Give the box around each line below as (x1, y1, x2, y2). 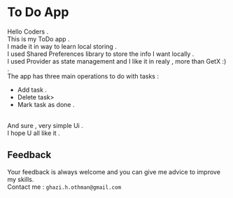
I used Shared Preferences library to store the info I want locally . (7, 50, 195, 58)
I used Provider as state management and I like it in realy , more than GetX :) (7, 57, 227, 65)
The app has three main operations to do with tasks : (7, 71, 160, 80)
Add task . (17, 85, 48, 94)
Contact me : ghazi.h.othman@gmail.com (7, 183, 122, 191)
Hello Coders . (7, 27, 49, 36)
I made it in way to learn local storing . (7, 42, 117, 50)
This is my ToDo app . (7, 34, 70, 43)
